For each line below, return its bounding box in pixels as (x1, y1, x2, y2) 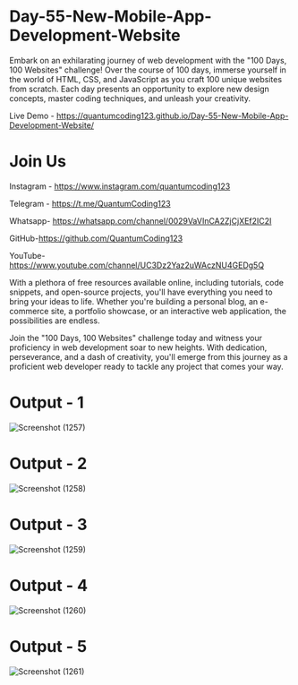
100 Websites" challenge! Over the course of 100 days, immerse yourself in (9, 64, 286, 75)
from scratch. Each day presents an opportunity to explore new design (9, 83, 270, 94)
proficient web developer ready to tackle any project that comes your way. (9, 361, 284, 372)
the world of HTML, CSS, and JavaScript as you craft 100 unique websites (9, 73, 283, 84)
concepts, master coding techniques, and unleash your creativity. (9, 92, 251, 104)
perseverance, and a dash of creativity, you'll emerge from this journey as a (9, 351, 288, 362)
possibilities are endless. (9, 315, 100, 326)
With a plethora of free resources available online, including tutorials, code (9, 277, 285, 287)
